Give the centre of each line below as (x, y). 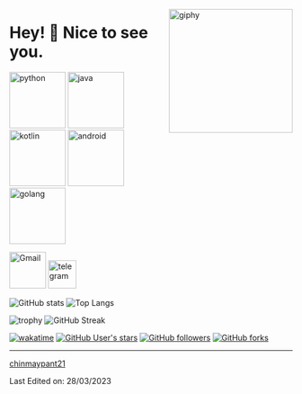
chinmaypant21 (37, 363)
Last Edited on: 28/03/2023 (61, 381)
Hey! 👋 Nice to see (79, 33)
